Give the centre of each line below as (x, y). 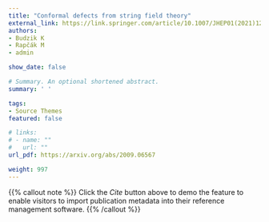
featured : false (35, 118)
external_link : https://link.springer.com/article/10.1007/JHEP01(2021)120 (137, 23)
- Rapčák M (26, 46)
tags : (17, 103)
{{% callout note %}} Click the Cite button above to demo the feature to (126, 192)
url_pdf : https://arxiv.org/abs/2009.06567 (82, 155)
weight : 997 (28, 169)
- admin (21, 53)
